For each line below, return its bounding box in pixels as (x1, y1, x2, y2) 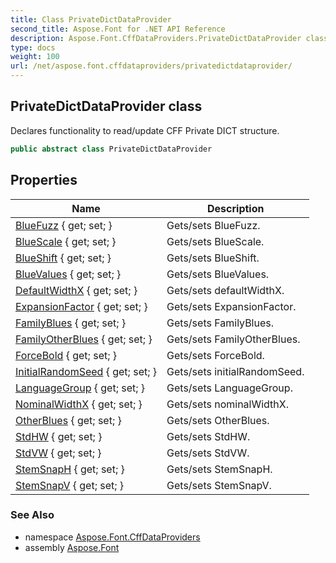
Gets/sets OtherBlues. (166, 413, 270, 427)
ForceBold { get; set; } (15, 348, 118, 362)
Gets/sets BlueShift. (166, 251, 260, 265)
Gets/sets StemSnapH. (166, 462, 273, 476)
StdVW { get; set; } (15, 446, 102, 460)
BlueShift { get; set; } (15, 251, 112, 265)
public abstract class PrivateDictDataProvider (10, 144, 213, 154)
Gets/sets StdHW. (166, 429, 251, 443)
